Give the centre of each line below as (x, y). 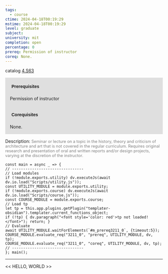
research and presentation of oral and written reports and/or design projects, (77, 151)
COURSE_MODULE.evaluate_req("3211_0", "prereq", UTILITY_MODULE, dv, (79, 235)
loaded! (141, 217)
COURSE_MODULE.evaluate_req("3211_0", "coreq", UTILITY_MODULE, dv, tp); (84, 244)
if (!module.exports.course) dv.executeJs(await (57, 191)
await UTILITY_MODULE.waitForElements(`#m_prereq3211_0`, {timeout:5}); (82, 231)
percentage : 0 (20, 47)
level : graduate (22, 29)
